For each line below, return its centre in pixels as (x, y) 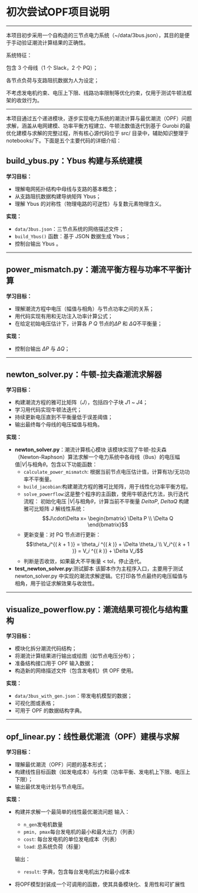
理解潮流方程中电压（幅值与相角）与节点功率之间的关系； (84, 309)
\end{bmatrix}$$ (108, 525)
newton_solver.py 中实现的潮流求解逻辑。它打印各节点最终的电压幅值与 (101, 576)
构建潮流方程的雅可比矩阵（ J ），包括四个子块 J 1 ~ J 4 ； (81, 402)
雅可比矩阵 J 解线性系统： (55, 509)
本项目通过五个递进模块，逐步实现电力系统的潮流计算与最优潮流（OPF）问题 (99, 118)
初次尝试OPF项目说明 (58, 12)
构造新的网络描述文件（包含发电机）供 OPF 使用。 (75, 671)
